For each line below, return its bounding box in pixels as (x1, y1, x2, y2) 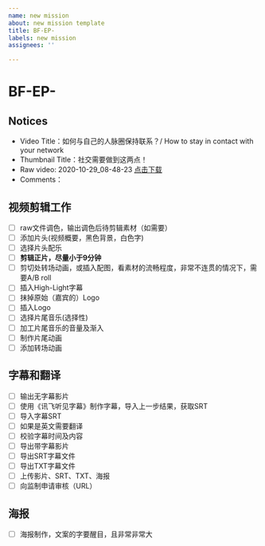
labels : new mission (8, 33, 77, 42)
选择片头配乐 (19, 243, 62, 253)
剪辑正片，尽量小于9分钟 (19, 253, 102, 263)
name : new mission (8, 11, 69, 20)
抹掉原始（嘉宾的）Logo (19, 293, 100, 303)
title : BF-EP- (8, 26, 56, 34)
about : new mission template (8, 19, 105, 27)
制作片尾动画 (19, 332, 62, 343)
